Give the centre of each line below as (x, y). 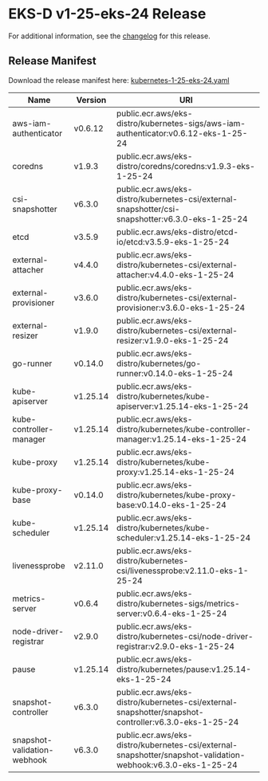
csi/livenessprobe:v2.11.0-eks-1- (183, 571)
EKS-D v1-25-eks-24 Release (107, 14)
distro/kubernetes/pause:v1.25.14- (184, 669)
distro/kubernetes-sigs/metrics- (179, 603)
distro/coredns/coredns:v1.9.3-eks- (186, 166)
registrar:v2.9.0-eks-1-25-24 (176, 646)
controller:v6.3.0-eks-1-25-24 (178, 722)
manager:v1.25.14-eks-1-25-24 (182, 439)
